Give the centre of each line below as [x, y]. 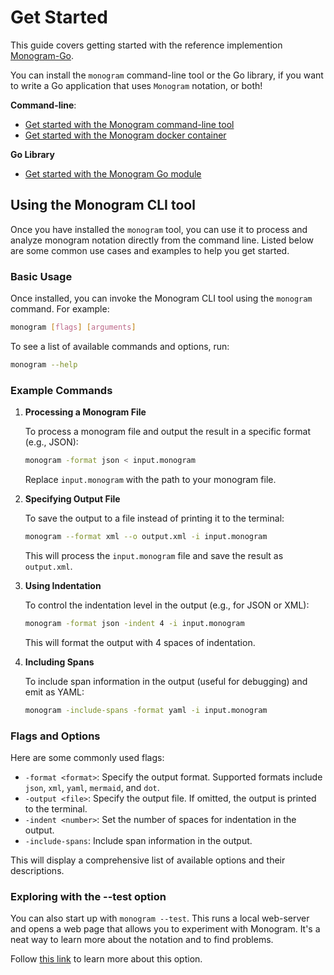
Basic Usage [41, 276]
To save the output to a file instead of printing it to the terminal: [154, 518]
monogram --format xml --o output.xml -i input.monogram [146, 536]
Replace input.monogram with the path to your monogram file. [150, 479]
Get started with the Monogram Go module [113, 173]
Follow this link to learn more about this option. [106, 959]
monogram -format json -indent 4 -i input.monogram [134, 623]
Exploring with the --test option [88, 896]
